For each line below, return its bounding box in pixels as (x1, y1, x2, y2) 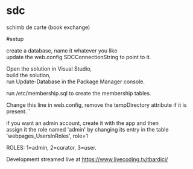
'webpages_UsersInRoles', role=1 (6, 132, 89, 139)
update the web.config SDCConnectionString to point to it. (6, 53, 151, 60)
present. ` (6, 107, 30, 115)
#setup (6, 35, 24, 42)
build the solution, (6, 71, 51, 78)
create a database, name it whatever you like (6, 46, 118, 54)
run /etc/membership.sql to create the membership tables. (6, 89, 151, 97)
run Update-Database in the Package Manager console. (6, 78, 145, 85)
